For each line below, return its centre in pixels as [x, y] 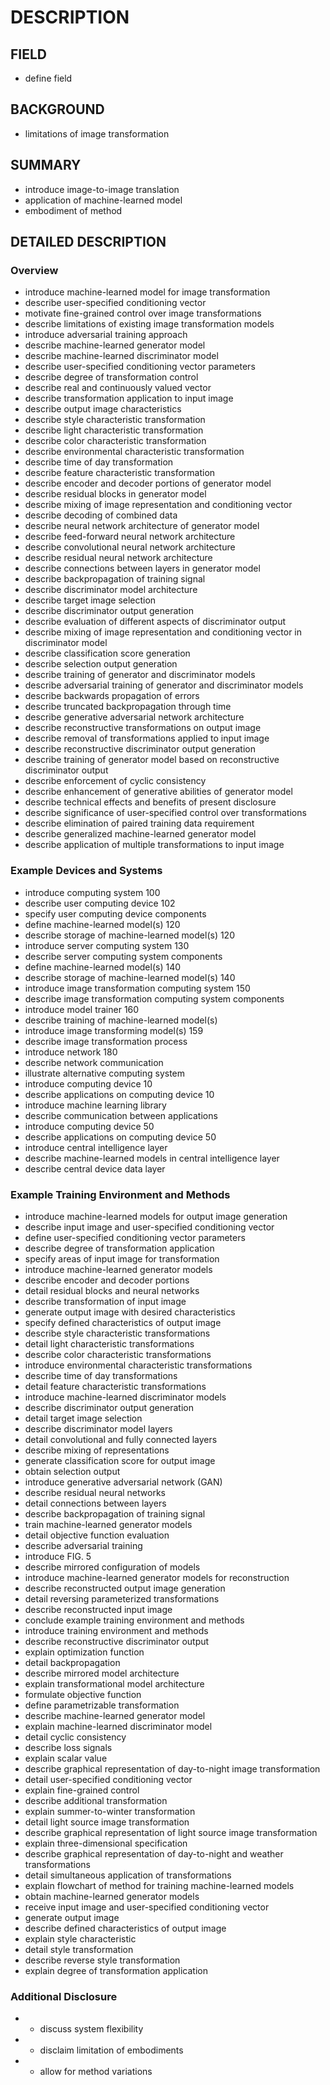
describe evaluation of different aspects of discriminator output [155, 622]
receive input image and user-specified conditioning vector [147, 1907]
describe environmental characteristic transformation [134, 452]
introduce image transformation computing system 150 [137, 988]
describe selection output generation [101, 664]
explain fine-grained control [82, 1790]
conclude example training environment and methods [134, 1620]
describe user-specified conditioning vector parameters [140, 367]
